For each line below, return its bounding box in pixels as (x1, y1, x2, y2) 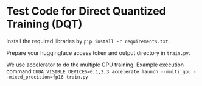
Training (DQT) (6, 17, 83, 31)
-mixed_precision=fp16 (6, 74, 64, 80)
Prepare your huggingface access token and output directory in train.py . (6, 49, 190, 56)
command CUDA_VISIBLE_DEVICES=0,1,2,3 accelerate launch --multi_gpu (6, 67, 191, 74)
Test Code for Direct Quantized (6, 4, 166, 18)
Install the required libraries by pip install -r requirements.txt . (6, 37, 170, 45)
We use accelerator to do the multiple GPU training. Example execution (6, 61, 184, 68)
